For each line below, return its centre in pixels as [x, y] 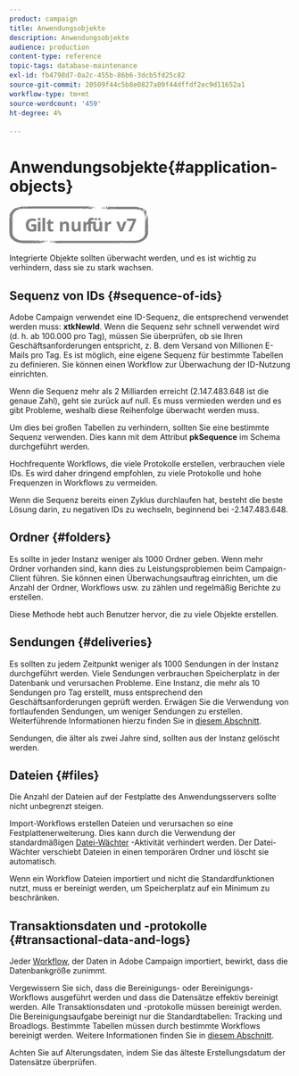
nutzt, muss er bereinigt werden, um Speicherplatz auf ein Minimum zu [140, 889]
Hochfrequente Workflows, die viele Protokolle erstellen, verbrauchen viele [147, 464]
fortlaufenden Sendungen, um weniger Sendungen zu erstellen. [126, 711]
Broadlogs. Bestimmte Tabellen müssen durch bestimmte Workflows [135, 1026]
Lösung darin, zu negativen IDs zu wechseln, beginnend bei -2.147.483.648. [149, 509]
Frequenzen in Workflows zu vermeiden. [84, 483]
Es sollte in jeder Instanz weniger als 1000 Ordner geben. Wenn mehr [137, 559]
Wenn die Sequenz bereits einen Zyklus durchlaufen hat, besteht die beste [146, 500]
